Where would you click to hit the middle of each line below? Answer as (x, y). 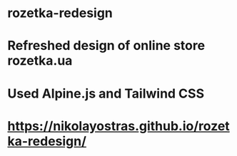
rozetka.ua (40, 61)
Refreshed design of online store (106, 46)
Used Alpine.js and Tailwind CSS (106, 93)
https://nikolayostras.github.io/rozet (118, 126)
